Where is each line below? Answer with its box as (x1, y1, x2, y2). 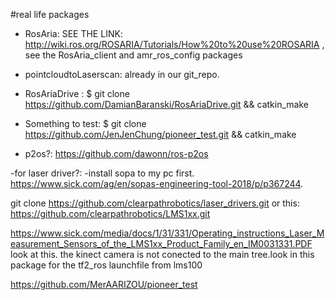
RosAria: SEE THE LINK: (24, 28, 123, 39)
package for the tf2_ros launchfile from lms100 (10, 259, 203, 271)
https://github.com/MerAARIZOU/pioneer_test (10, 279, 198, 290)
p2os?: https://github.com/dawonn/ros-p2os (24, 148, 209, 159)
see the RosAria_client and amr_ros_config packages (24, 49, 243, 61)
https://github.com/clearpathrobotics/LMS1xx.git (10, 208, 211, 219)
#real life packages (10, 9, 90, 20)
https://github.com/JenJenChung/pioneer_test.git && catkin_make (24, 129, 297, 140)
